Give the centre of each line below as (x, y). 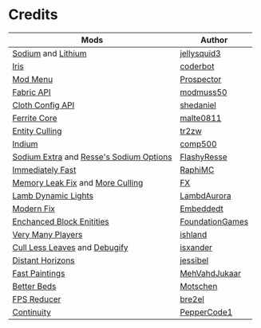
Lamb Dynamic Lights (53, 195)
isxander (196, 247)
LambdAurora (205, 195)
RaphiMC (197, 170)
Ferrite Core (35, 118)
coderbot (197, 66)
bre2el (192, 299)
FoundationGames (214, 221)
